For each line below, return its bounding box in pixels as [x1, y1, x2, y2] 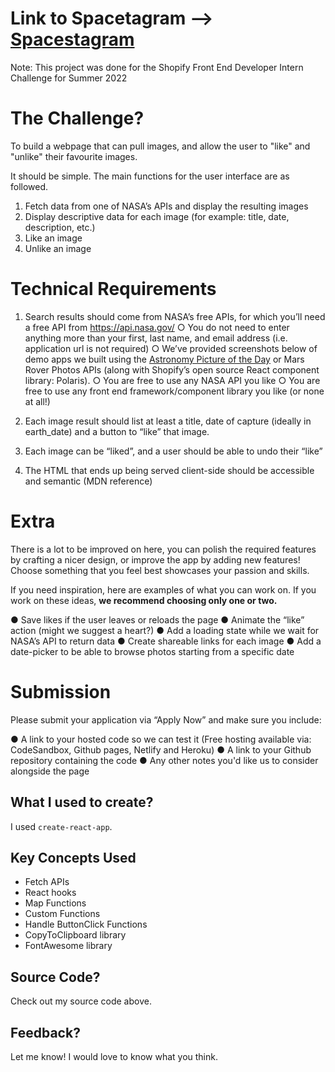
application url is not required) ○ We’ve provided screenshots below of [24, 342, 318, 354]
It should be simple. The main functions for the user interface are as [10, 170, 290, 182]
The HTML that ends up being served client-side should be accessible [24, 464, 315, 476]
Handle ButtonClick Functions [24, 918, 148, 931]
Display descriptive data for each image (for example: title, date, [24, 210, 290, 222]
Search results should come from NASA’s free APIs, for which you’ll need [24, 310, 326, 322]
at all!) [24, 395, 51, 407]
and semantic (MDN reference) [24, 475, 153, 487]
